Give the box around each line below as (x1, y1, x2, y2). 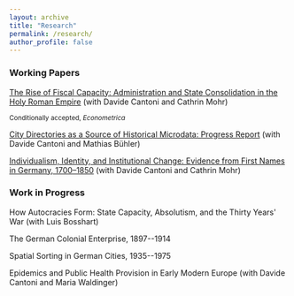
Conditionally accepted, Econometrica (9, 113, 126, 122)
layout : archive (9, 12, 69, 22)
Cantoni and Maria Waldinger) (9, 277, 119, 287)
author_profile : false (9, 37, 93, 47)
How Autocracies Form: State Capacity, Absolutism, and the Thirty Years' (9, 207, 276, 217)
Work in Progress (9, 186, 86, 199)
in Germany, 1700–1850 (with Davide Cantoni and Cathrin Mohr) (9, 164, 242, 175)
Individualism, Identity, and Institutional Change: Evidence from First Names (9, 156, 285, 166)
